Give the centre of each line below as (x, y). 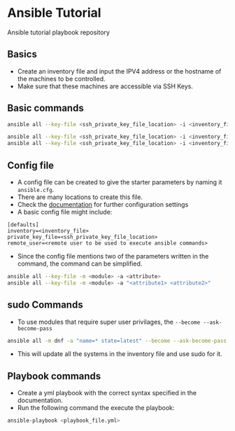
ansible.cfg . (36, 190)
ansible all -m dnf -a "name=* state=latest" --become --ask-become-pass (117, 341)
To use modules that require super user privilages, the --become (109, 322)
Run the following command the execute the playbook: (96, 408)
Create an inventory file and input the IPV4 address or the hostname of (119, 71)
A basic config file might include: (65, 212)
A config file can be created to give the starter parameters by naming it (120, 182)
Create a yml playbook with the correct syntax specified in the (107, 393)
